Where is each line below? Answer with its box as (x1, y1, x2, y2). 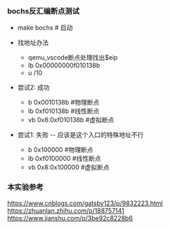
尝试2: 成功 (17, 83, 51, 92)
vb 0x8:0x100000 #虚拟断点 (27, 163, 110, 171)
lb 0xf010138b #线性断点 (27, 107, 100, 115)
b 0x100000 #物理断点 (27, 145, 93, 154)
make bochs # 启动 (17, 23, 73, 32)
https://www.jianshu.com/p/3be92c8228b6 (7, 214, 133, 222)
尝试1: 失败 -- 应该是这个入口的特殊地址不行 (17, 131, 144, 139)
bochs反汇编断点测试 (7, 6, 79, 15)
